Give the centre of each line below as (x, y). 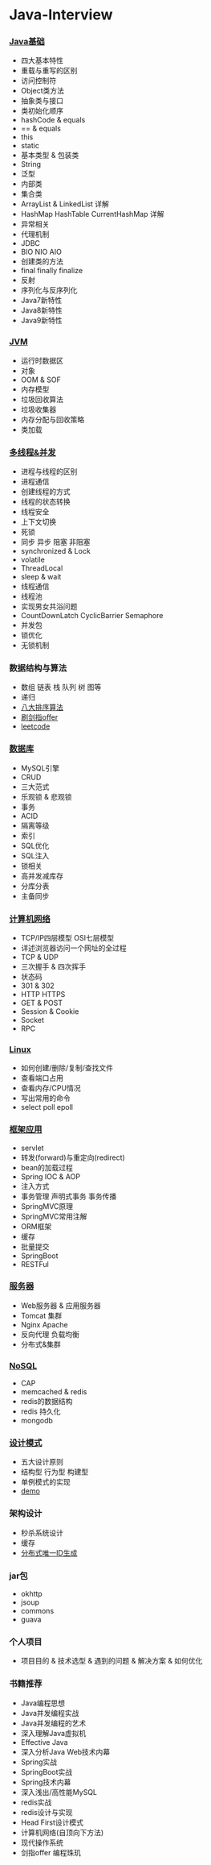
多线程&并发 (32, 452)
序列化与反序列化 (49, 290)
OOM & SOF (41, 380)
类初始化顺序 (42, 111)
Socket (32, 1020)
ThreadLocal (42, 568)
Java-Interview (61, 15)
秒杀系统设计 (42, 1532)
